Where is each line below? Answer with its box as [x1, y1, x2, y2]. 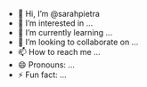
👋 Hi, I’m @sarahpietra [17, 9, 101, 19]
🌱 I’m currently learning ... [17, 28, 113, 37]
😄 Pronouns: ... [17, 59, 76, 70]
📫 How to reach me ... [17, 47, 101, 57]
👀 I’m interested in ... [17, 18, 94, 28]
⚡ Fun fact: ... [17, 69, 67, 80]
